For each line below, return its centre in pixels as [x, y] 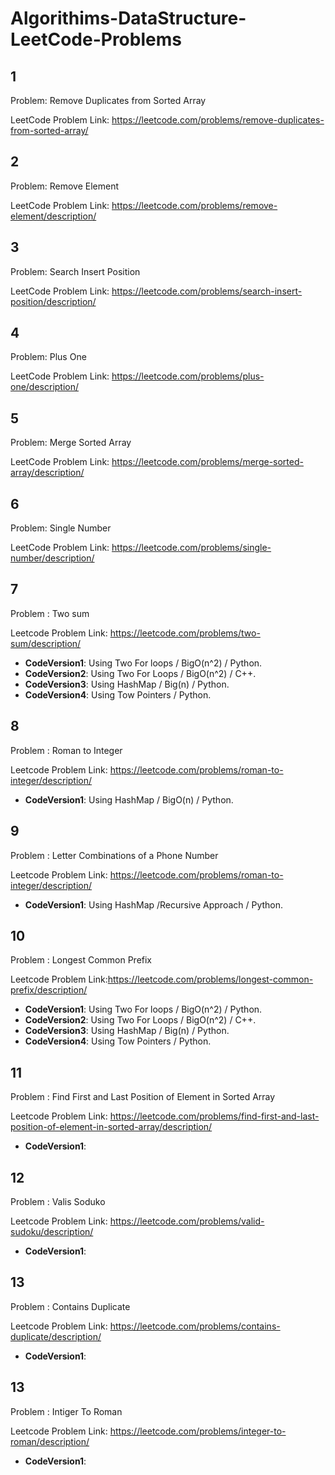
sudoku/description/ [52, 1231]
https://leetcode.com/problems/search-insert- [207, 291]
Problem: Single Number [61, 528]
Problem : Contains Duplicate [70, 1306]
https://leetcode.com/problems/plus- [188, 376]
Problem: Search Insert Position [75, 271]
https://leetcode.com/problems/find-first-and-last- [214, 1116]
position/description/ [53, 301]
